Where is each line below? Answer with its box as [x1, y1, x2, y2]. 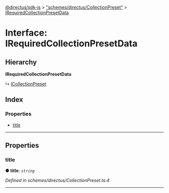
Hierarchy [5, 58, 37, 66]
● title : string [5, 168, 35, 174]
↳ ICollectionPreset [5, 81, 46, 87]
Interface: [5, 27, 48, 39]
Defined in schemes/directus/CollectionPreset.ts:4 [5, 177, 110, 183]
